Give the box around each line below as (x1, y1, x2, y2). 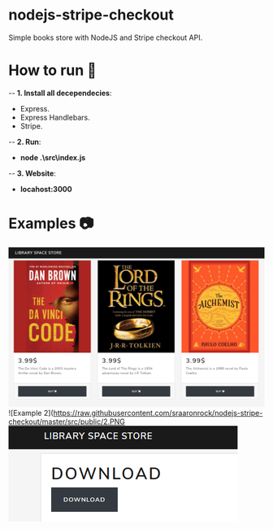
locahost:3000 (19, 184, 72, 194)
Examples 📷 (8, 214, 94, 233)
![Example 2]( (8, 409, 54, 418)
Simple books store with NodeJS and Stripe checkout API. (8, 33, 203, 42)
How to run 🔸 (8, 61, 97, 80)
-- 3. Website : (8, 168, 57, 178)
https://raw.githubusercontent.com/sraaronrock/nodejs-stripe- (53, 409, 263, 418)
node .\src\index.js (19, 152, 86, 162)
